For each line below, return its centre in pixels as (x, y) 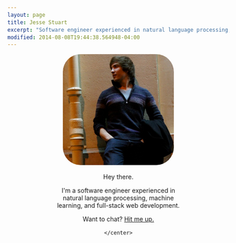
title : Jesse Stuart (38, 22)
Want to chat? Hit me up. (118, 219)
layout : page (26, 15)
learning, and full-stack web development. (118, 206)
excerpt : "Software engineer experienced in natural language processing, (119, 30)
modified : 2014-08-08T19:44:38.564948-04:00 (74, 37)
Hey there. (118, 177)
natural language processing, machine (118, 198)
